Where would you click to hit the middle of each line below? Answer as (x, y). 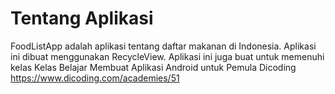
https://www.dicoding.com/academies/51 (95, 78)
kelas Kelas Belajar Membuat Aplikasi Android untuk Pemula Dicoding (153, 67)
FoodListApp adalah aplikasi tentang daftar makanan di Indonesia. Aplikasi (163, 46)
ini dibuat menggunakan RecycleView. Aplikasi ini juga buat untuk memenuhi (167, 56)
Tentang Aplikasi (82, 18)
